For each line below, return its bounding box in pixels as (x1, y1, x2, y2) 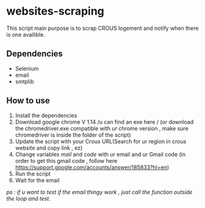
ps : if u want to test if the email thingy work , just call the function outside (6, 188, 193, 196)
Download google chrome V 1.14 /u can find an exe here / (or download (15, 118, 194, 126)
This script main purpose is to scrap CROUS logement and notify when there (6, 24, 199, 32)
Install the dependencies (15, 112, 77, 119)
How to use (6, 96, 50, 106)
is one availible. (6, 30, 46, 38)
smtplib (15, 77, 34, 85)
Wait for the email (15, 176, 60, 184)
